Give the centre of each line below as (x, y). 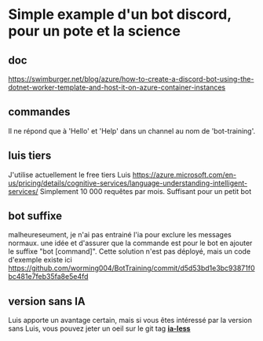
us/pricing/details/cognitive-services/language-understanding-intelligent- (128, 183)
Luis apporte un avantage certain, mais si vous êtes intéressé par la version (130, 321)
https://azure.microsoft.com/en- (184, 174)
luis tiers (30, 156)
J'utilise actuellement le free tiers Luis (69, 174)
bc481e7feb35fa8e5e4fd (48, 277)
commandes (39, 112)
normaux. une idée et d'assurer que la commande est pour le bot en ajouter (130, 243)
